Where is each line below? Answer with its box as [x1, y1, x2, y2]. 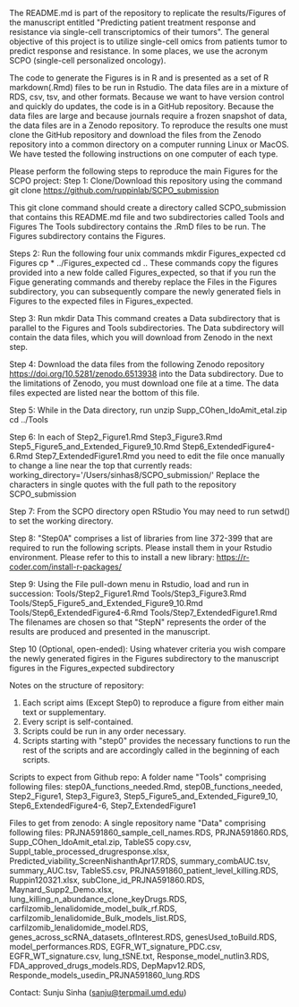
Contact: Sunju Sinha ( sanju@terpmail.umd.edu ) [9, 987, 187, 997]
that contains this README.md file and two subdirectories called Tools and [9, 212, 285, 222]
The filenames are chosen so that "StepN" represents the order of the [9, 617, 267, 627]
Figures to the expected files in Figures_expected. [9, 295, 194, 306]
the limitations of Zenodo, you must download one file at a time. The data [9, 378, 279, 388]
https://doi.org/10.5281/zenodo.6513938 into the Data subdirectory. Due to [9, 369, 284, 379]
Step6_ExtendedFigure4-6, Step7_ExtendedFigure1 [9, 800, 197, 811]
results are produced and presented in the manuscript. [9, 627, 210, 636]
